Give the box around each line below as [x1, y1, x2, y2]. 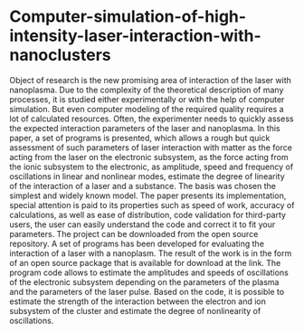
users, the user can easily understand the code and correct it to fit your [9, 219, 276, 230]
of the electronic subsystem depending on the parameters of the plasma [9, 276, 280, 287]
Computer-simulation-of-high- [9, 6, 247, 27]
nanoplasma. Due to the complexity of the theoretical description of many [9, 84, 284, 95]
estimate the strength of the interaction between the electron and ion [9, 296, 267, 307]
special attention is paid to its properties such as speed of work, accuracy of [9, 199, 295, 210]
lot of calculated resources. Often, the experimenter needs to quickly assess [9, 113, 294, 124]
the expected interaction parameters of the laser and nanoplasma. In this [9, 122, 280, 133]
